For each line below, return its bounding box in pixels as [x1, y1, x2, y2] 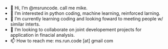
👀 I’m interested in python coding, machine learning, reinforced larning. [10, 10, 160, 16]
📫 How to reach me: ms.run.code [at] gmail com [10, 38, 114, 43]
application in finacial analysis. [10, 32, 75, 38]
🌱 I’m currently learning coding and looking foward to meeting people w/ [10, 16, 163, 21]
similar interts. [10, 21, 40, 27]
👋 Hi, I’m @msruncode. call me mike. [10, 5, 88, 11]
